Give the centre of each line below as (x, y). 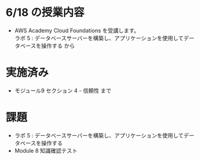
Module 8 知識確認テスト (46, 150)
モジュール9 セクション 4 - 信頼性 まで (63, 90)
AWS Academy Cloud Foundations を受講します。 (77, 30)
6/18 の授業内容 (45, 12)
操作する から (58, 46)
